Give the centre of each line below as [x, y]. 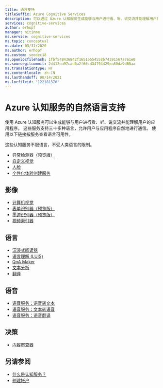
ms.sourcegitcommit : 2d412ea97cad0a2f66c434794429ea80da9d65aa [70, 64]
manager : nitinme [23, 32]
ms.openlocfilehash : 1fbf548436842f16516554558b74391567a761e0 [70, 59]
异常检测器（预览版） [33, 155]
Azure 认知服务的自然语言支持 [65, 107]
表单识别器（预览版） [33, 209]
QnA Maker [23, 262]
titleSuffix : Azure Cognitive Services [45, 14]
